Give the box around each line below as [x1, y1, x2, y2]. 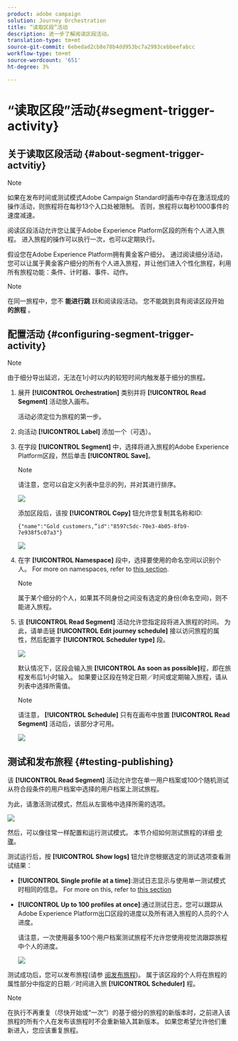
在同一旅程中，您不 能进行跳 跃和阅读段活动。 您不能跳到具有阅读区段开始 [7, 297, 225, 305]
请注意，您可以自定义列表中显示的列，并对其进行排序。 [17, 481, 180, 489]
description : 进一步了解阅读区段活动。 [7, 30, 112, 38]
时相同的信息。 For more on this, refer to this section [17, 885, 172, 894]
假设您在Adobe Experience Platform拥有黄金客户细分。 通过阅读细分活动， [7, 250, 227, 258]
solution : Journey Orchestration [7, 17, 107, 24]
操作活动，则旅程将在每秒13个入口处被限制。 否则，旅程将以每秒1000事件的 [7, 202, 229, 210]
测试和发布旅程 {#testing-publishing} [7, 755, 174, 768]
